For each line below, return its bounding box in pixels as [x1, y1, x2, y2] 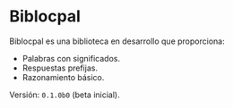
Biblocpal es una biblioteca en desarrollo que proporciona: [9, 36, 226, 46]
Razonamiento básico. [22, 71, 105, 82]
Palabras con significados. [22, 53, 121, 63]
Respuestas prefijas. [22, 62, 99, 73]
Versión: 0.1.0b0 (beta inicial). [9, 89, 120, 100]
